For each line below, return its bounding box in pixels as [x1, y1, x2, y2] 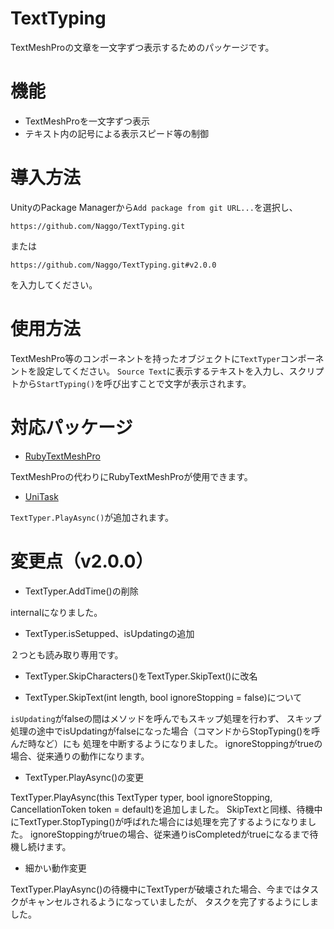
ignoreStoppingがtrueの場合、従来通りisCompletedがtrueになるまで [29, 828, 310, 840]
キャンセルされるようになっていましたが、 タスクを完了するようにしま [27, 895, 319, 907]
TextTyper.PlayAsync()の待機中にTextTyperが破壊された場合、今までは [10, 883, 302, 895]
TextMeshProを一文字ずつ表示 [24, 115, 150, 127]
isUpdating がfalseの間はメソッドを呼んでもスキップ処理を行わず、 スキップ [10, 712, 322, 724]
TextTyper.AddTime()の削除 [24, 585, 139, 597]
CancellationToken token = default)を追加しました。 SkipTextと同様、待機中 [10, 803, 323, 815]
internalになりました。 [10, 606, 103, 618]
